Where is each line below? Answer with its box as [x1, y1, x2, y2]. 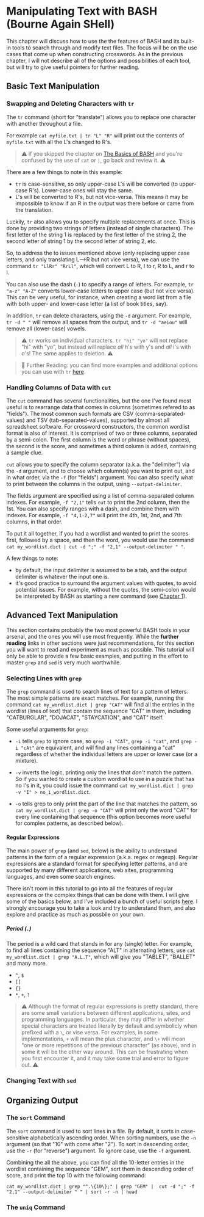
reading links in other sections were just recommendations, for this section [6, 639, 195, 647]
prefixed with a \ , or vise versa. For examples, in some [21, 1029, 158, 1036]
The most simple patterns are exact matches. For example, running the [6, 694, 184, 702]
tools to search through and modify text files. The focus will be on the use [12, 44, 197, 51]
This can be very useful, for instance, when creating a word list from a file [6, 293, 192, 300]
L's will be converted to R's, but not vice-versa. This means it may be [15, 193, 189, 200]
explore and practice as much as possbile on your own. [6, 911, 145, 918]
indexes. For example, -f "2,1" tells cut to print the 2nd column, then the [6, 498, 190, 506]
